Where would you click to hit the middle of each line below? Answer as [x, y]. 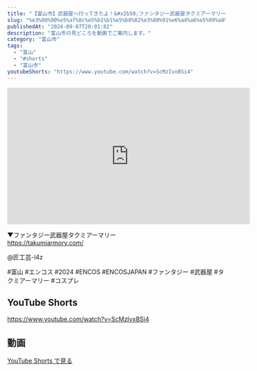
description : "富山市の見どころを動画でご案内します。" [79, 33]
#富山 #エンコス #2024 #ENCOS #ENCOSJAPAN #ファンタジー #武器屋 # [113, 272]
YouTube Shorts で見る [40, 361]
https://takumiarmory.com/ [46, 243]
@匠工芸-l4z [25, 257]
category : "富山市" [34, 40]
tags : [15, 46]
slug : [15, 20]
